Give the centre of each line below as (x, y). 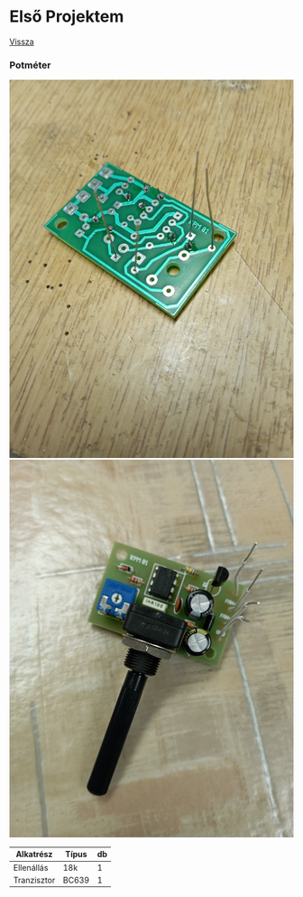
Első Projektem (67, 17)
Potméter (30, 65)
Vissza (22, 42)
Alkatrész (34, 855)
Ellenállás (31, 867)
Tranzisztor (34, 880)
